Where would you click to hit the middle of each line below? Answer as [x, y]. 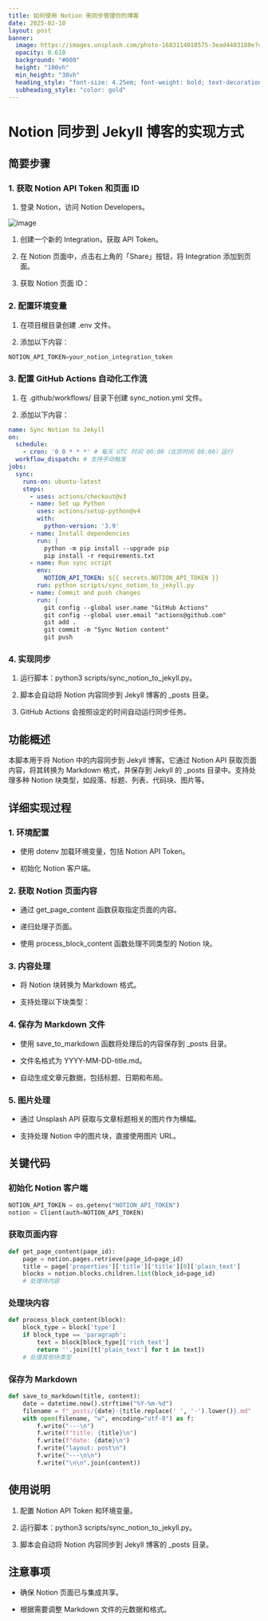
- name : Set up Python [67, 504]
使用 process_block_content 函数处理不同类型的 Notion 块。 [118, 944]
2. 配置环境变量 [38, 306]
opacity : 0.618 [41, 53]
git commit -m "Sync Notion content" [106, 630]
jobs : [17, 467]
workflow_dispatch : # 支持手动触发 [71, 459]
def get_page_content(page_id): [62, 1251]
